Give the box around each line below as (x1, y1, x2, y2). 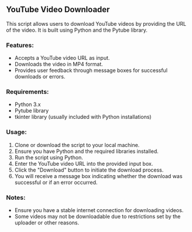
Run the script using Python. (14, 153, 83, 161)
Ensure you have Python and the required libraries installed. (14, 148, 159, 155)
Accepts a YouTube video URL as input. (14, 54, 110, 62)
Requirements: (6, 88, 49, 96)
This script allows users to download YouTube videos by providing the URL (6, 20, 187, 27)
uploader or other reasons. (14, 219, 80, 226)
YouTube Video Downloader (6, 5, 110, 15)
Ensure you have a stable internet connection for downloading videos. (14, 207, 184, 213)
